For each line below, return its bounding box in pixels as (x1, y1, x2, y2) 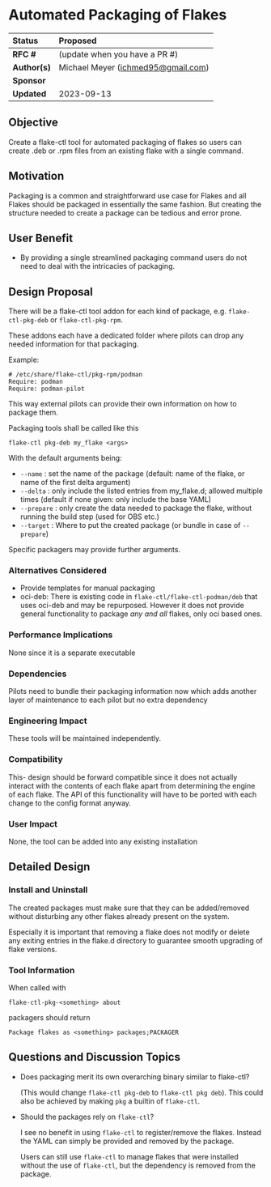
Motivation (8, 169, 65, 183)
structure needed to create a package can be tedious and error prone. (8, 208, 243, 218)
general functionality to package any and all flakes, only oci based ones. (19, 609, 263, 619)
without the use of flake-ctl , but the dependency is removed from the (19, 1160, 256, 1170)
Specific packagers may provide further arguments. (8, 545, 180, 555)
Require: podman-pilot (8, 385, 85, 394)
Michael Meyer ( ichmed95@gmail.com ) (58, 62, 210, 73)
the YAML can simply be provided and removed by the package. (19, 1136, 235, 1146)
